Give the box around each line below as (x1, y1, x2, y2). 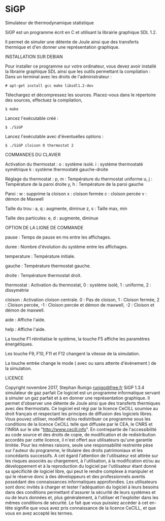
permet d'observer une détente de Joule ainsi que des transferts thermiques (5, 400, 161, 406)
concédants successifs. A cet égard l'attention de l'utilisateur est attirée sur (5, 452, 159, 458)
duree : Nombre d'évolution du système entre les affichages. (5, 243, 128, 249)
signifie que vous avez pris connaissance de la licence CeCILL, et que (14, 505, 156, 511)
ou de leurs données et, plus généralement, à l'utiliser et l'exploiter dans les (5, 494, 159, 500)
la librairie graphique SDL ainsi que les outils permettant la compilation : (5, 68, 151, 74)
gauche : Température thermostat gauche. (5, 263, 91, 269)
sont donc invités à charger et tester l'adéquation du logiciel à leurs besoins (5, 484, 159, 490)
